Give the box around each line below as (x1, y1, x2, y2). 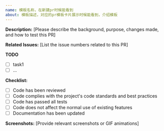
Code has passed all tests (12, 98, 68, 104)
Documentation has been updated (12, 110, 85, 116)
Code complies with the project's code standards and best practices (12, 93, 157, 99)
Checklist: (5, 77, 28, 83)
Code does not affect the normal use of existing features (12, 104, 132, 110)
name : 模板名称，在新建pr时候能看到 (5, 7, 73, 13)
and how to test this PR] (5, 32, 56, 38)
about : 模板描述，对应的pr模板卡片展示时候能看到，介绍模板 (5, 12, 118, 17)
